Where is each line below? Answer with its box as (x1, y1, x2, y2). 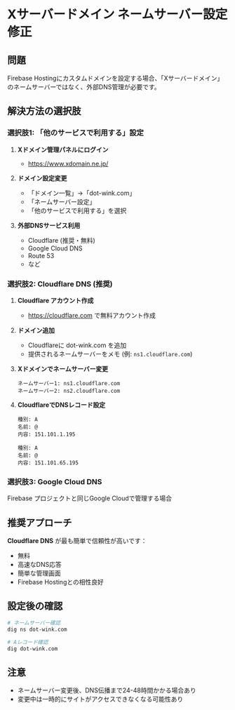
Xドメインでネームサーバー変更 (17, 364, 109, 373)
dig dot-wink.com (7, 645, 58, 652)
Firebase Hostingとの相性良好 (17, 578, 104, 587)
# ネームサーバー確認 (7, 619, 61, 627)
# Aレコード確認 (7, 638, 48, 645)
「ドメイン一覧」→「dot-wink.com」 (27, 189, 136, 197)
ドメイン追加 (17, 326, 55, 334)
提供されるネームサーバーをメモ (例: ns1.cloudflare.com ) (27, 349, 193, 358)
